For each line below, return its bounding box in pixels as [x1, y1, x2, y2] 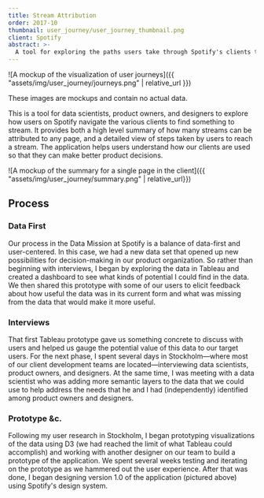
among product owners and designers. [8, 393, 134, 403]
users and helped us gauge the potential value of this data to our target [8, 343, 239, 352]
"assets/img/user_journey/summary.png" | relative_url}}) [8, 174, 192, 184]
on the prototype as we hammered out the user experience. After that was [8, 464, 248, 474]
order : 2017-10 [8, 19, 58, 27]
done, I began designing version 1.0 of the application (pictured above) [8, 473, 237, 482]
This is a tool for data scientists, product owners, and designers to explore [8, 109, 249, 118]
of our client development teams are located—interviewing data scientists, [8, 359, 249, 369]
